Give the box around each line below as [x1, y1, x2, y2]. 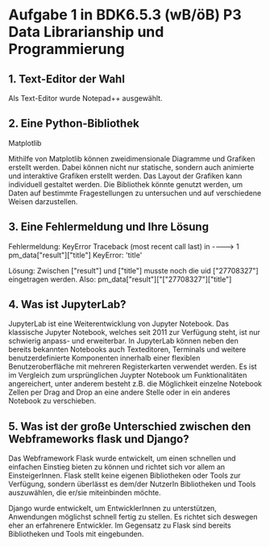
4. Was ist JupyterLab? [8, 298, 127, 311]
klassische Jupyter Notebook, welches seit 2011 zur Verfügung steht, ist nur [8, 328, 260, 337]
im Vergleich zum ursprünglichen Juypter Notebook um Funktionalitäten [8, 370, 247, 380]
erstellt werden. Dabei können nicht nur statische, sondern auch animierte [8, 162, 255, 172]
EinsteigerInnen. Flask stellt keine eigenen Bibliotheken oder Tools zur [8, 470, 241, 481]
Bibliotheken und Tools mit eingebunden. [8, 529, 144, 539]
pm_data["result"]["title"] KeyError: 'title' [8, 250, 143, 260]
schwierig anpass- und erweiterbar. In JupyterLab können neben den [8, 336, 239, 346]
